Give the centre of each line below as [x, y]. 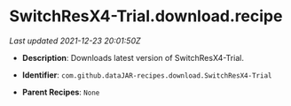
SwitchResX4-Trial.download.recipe [146, 16]
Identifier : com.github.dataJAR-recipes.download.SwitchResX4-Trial [147, 75]
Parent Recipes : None [61, 92]
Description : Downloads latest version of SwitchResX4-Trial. [133, 57]
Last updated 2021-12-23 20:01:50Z [75, 41]
